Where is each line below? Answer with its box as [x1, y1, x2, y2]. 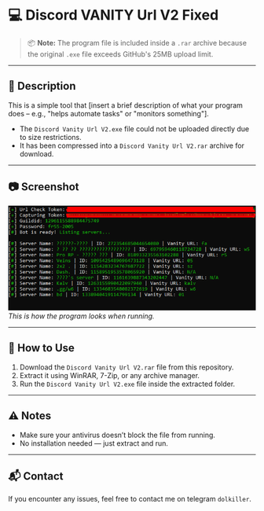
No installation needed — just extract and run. [19, 438, 169, 448]
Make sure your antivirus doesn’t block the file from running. [19, 430, 216, 439]
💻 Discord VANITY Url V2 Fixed [8, 6, 219, 24]
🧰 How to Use [8, 341, 75, 355]
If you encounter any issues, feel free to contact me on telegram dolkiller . [8, 494, 251, 504]
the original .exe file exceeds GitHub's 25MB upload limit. [27, 49, 214, 59]
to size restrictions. [19, 132, 82, 142]
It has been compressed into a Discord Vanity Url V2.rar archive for [19, 141, 245, 150]
